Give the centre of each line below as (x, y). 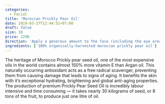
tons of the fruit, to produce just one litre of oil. (52, 96)
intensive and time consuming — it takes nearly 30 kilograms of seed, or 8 (80, 91)
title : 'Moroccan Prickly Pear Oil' (42, 19)
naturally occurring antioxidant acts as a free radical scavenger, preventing (81, 70)
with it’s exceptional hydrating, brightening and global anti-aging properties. (82, 81)
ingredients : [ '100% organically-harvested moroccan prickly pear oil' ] (81, 46)
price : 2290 (17, 37)
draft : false (18, 28)
